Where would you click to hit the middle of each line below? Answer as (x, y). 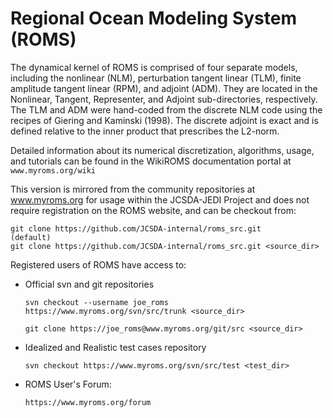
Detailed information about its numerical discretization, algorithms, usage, (162, 150)
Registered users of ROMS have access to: (98, 264)
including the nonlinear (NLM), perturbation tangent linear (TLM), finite (156, 78)
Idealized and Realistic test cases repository (115, 347)
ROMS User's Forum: (68, 384)
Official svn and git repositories (89, 284)
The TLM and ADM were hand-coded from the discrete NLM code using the (166, 109)
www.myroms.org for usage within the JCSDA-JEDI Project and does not (160, 199)
